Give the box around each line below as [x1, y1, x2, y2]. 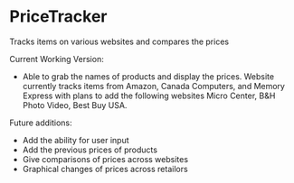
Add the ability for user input [22, 134, 129, 145]
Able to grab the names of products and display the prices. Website [22, 70, 274, 82]
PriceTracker [9, 6, 108, 27]
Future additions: [9, 117, 72, 128]
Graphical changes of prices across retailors [22, 163, 188, 174]
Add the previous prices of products [22, 144, 158, 155]
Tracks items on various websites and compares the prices [9, 36, 229, 47]
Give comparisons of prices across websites [22, 153, 188, 164]
